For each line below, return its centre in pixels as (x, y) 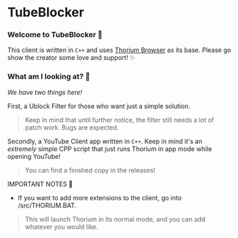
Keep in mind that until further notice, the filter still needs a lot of (119, 120)
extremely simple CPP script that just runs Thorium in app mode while (110, 149)
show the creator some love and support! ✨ (71, 58)
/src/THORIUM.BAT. (47, 205)
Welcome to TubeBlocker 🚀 (55, 35)
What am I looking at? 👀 (49, 77)
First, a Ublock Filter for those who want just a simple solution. (99, 106)
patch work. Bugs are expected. (72, 127)
